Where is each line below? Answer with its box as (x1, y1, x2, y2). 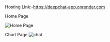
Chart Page (5, 32, 28, 37)
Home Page (5, 13, 29, 19)
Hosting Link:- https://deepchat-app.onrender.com (5, 4, 105, 10)
